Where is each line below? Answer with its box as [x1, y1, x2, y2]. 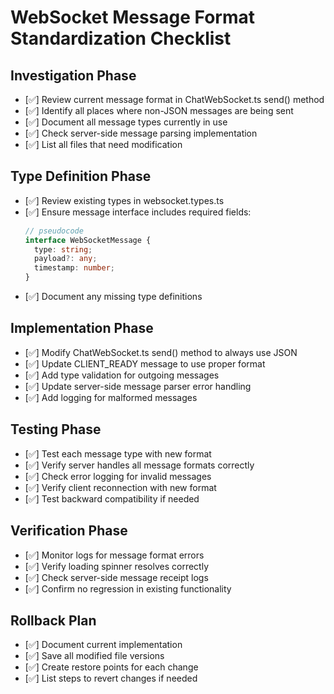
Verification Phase [10, 522, 128, 540]
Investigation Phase [10, 67, 137, 84]
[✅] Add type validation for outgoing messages [24, 369, 220, 381]
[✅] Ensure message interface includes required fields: [24, 206, 252, 218]
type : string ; [34, 244, 93, 255]
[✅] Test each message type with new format [24, 447, 212, 460]
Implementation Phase [10, 320, 154, 337]
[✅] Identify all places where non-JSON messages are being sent [24, 105, 294, 116]
